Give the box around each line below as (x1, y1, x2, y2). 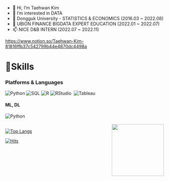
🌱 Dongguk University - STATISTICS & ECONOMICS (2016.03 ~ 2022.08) (12, 16, 164, 21)
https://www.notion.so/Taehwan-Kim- (5, 38, 84, 44)
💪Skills (5, 61, 34, 72)
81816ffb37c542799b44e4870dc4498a (5, 43, 87, 49)
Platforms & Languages (5, 79, 63, 86)
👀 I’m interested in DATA (12, 10, 63, 16)
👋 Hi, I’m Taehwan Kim (12, 5, 59, 11)
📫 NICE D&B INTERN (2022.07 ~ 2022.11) (12, 27, 99, 32)
